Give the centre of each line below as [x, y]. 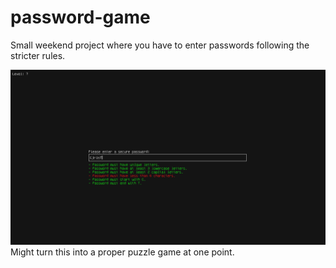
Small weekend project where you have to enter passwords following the [160, 45]
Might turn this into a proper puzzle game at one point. [122, 252]
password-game [80, 17]
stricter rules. [38, 55]
